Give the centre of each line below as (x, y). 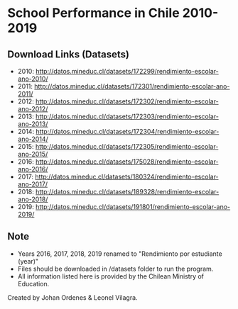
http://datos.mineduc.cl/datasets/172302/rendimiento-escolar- (127, 101)
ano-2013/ (33, 124)
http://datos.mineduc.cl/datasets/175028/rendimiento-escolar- (127, 162)
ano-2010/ (33, 79)
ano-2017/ (33, 184)
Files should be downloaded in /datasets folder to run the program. (115, 269)
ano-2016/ (33, 169)
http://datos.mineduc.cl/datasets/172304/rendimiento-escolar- (127, 131)
